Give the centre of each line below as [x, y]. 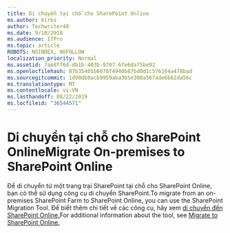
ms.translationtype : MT [41, 84]
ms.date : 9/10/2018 [35, 33]
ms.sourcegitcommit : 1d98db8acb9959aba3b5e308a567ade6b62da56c [100, 78]
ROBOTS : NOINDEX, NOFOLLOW [46, 52]
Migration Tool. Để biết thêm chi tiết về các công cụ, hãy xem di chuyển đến [115, 207]
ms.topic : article [33, 45]
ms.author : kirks [32, 20]
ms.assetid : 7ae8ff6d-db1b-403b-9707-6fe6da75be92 [81, 65]
